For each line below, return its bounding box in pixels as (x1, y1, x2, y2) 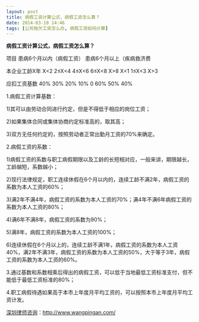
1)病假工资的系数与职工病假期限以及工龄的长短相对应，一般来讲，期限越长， (6, 156, 192, 163)
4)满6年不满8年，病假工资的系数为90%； (6, 216, 108, 223)
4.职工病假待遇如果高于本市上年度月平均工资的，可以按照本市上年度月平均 (6, 289, 188, 296)
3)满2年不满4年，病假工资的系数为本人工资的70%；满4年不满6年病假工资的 (6, 196, 192, 203)
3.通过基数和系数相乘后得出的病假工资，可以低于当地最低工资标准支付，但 (6, 269, 188, 276)
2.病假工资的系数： (6, 143, 53, 150)
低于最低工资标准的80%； (11, 276, 75, 283)
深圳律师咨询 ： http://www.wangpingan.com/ (6, 309, 116, 316)
